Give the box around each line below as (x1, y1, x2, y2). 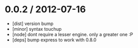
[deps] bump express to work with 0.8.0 (12, 37, 97, 43)
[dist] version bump (12, 20, 54, 27)
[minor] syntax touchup (12, 26, 62, 32)
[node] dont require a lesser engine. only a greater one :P (12, 31, 133, 37)
